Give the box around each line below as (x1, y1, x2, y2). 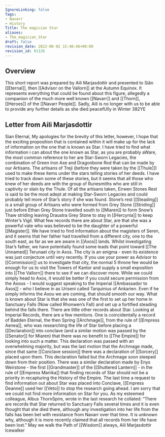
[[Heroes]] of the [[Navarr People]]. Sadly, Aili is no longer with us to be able (5, 101, 160, 107)
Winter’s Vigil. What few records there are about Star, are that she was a (5, 218, 152, 224)
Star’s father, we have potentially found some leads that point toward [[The (5, 244, 157, 250)
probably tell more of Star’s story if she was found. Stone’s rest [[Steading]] (5, 197, 159, 202)
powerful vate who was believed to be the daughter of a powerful (5, 223, 138, 229)
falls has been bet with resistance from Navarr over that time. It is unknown (5, 412, 158, 418)
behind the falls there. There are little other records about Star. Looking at (5, 307, 154, 313)
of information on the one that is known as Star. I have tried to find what (5, 144, 151, 150)
